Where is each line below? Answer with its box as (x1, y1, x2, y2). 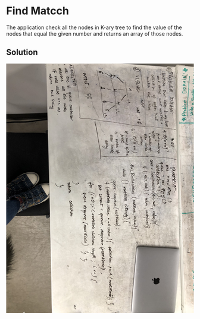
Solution (6, 48, 38, 58)
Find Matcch (6, 4, 70, 18)
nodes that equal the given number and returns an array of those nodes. (6, 30, 183, 37)
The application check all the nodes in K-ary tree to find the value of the (6, 24, 183, 31)
